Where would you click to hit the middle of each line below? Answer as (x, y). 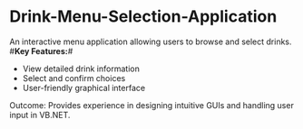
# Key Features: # (41, 51)
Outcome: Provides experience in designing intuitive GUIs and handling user (152, 105)
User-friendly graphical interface (84, 88)
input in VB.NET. (40, 115)
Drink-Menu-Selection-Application (143, 17)
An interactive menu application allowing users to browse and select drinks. (151, 41)
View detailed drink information (81, 69)
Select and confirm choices (74, 78)
